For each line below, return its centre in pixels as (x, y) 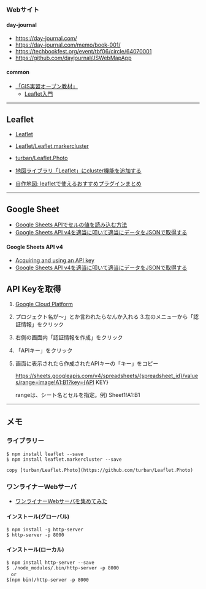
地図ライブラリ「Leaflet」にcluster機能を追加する (78, 171)
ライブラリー (25, 441)
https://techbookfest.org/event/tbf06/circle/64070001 (83, 52)
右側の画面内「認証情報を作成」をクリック (69, 337)
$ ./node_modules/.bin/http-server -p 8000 (63, 568)
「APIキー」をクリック (44, 350)
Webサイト (23, 9)
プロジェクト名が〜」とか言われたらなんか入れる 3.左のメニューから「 (104, 317)
